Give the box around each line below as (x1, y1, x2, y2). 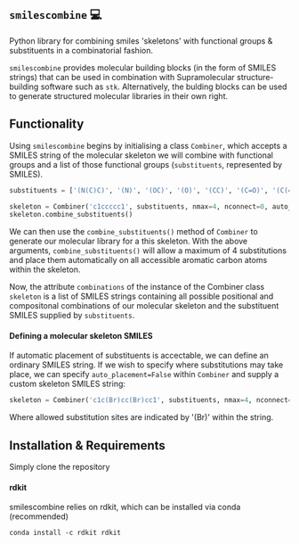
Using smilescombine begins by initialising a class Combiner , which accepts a (9, 140, 287, 151)
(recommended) (9, 511, 69, 522)
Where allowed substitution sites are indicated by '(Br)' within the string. (9, 412, 274, 423)
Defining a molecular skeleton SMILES (9, 330, 153, 341)
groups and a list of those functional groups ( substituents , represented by (9, 159, 283, 169)
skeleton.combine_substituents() (9, 210, 133, 219)
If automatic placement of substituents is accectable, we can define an (9, 350, 269, 361)
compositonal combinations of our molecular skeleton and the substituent (9, 301, 279, 311)
